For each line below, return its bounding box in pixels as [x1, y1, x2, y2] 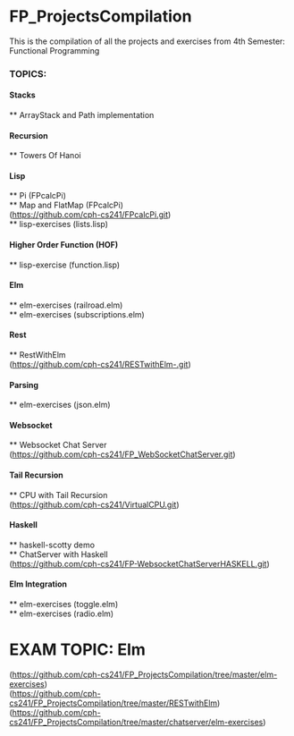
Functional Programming [9, 45, 100, 55]
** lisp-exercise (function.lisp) [9, 259, 121, 270]
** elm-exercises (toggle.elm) [9, 599, 119, 610]
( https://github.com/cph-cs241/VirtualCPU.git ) [9, 499, 181, 510]
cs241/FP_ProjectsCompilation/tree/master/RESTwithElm [9, 698, 218, 708]
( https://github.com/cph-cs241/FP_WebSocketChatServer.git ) [9, 449, 236, 460]
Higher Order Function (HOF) [9, 240, 119, 250]
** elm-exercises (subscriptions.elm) [9, 309, 145, 319]
